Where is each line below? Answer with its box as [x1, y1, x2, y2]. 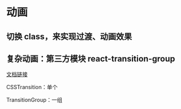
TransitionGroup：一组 [6, 96, 62, 104]
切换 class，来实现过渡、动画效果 [6, 31, 132, 42]
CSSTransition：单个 [6, 84, 58, 91]
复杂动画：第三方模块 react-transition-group [6, 54, 176, 64]
